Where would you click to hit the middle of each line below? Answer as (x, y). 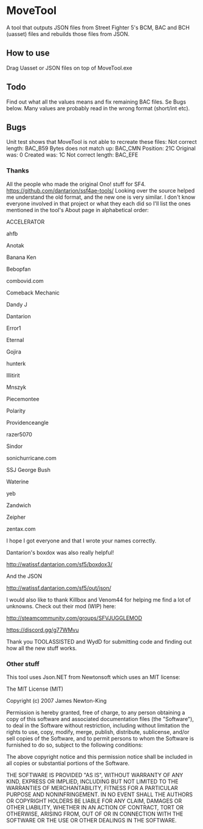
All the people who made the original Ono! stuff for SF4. (76, 184)
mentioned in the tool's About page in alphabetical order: (77, 210)
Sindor (15, 446)
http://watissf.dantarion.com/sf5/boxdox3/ (59, 564)
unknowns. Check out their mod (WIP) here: (61, 606)
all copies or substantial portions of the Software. (68, 763)
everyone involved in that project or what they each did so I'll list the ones (98, 203)
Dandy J (17, 304)
